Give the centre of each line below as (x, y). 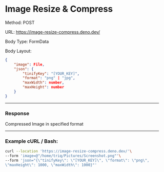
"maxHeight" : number (43, 87)
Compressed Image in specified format (44, 124)
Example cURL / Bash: (32, 141)
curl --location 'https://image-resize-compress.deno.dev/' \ (69, 151)
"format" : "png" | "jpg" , (49, 78)
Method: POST (20, 22)
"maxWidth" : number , (43, 83)
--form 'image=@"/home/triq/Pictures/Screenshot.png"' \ (63, 156)
